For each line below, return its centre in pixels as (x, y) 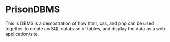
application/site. (22, 34)
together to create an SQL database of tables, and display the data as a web (85, 28)
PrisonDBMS (33, 9)
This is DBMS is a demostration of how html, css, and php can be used (80, 23)
